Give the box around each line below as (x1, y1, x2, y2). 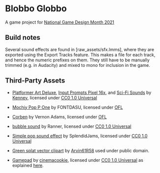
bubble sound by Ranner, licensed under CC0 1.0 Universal (12, 123, 132, 129)
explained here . (12, 162, 44, 168)
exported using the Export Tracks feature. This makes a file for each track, (5, 52, 156, 58)
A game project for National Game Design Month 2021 (5, 19, 114, 25)
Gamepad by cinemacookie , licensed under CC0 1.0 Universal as (12, 157, 143, 163)
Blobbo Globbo (5, 3, 67, 14)
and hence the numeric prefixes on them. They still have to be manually (5, 57, 150, 63)
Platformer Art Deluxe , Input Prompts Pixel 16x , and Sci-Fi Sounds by (12, 89, 152, 95)
